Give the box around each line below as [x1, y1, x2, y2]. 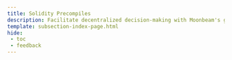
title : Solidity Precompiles [7, 10, 91, 17]
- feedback [10, 42, 41, 49]
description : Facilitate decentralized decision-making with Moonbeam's [7, 17, 221, 23]
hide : [7, 29, 23, 37]
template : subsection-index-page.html [7, 23, 119, 30]
